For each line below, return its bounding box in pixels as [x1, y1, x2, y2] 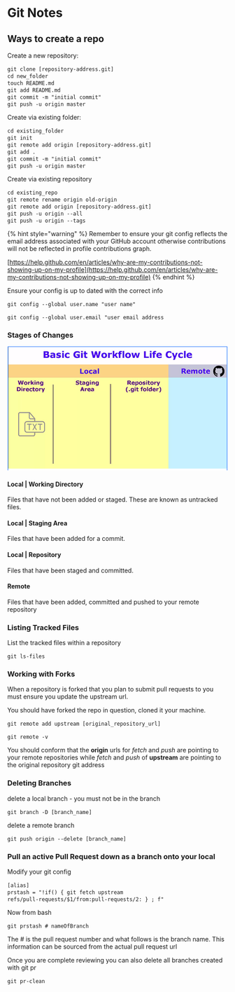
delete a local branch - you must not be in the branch [7, 794, 161, 803]
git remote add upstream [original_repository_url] [7, 720, 161, 728]
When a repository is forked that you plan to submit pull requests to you [7, 685, 214, 694]
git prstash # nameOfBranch [7, 923, 90, 930]
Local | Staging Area [7, 518, 68, 527]
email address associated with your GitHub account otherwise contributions [7, 237, 226, 245]
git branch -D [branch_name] [7, 808, 92, 815]
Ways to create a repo [7, 33, 105, 45]
